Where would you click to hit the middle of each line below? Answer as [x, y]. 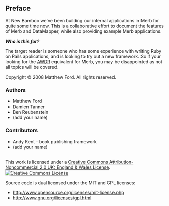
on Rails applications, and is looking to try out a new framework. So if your [83, 56]
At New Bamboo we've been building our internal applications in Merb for [82, 20]
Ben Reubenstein [31, 112]
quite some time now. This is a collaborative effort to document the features [84, 26]
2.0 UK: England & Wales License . [75, 167]
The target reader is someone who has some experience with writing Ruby [83, 51]
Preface [18, 8]
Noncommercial [22, 167]
